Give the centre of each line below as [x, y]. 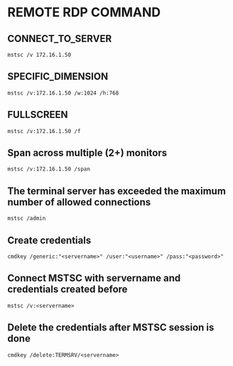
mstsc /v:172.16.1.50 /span [49, 169]
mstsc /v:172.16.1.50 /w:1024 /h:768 [63, 93]
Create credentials [49, 240]
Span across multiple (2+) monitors [87, 153]
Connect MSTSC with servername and [94, 278]
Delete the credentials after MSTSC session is [111, 328]
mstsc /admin [27, 219]
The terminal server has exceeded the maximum [116, 191]
